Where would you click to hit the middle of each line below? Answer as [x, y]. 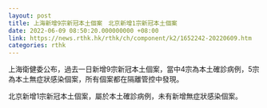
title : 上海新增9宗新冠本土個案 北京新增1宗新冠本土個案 [93, 23]
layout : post [30, 16]
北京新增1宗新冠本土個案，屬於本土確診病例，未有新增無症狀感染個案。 [125, 96]
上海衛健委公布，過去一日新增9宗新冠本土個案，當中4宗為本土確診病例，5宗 [134, 70]
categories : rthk [37, 46]
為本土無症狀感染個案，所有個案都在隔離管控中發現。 [96, 79]
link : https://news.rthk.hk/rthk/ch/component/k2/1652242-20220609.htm [130, 38]
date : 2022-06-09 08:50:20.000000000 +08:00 [84, 30]
